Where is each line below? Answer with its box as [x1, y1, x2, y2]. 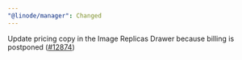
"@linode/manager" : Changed [7, 11, 102, 20]
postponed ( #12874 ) [7, 42, 75, 52]
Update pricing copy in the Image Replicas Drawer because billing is [7, 34, 235, 43]
